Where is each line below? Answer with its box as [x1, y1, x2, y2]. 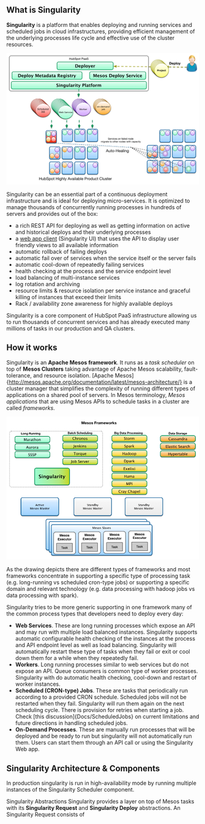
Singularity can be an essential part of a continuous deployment [6, 190, 168, 198]
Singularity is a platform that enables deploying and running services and [6, 21, 193, 28]
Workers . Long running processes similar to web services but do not [15, 661, 189, 669]
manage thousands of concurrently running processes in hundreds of [6, 203, 182, 210]
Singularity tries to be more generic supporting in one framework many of [6, 604, 192, 611]
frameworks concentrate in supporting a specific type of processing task [6, 572, 191, 580]
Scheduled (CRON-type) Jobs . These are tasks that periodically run [15, 687, 188, 694]
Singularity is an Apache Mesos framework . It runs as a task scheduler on [6, 358, 195, 366]
